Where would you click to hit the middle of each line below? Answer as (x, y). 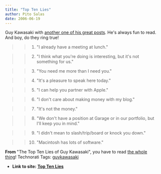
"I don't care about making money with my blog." (86, 99)
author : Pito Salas (25, 14)
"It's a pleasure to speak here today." (74, 80)
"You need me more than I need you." (74, 71)
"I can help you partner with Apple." (72, 90)
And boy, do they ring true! (32, 38)
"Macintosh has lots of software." (70, 142)
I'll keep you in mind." (58, 124)
